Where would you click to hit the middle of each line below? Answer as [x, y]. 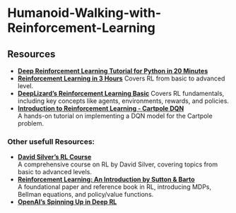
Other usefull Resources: [51, 141]
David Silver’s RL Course [54, 157]
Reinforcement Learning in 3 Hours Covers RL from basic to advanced [121, 78]
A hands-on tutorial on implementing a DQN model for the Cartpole [115, 116]
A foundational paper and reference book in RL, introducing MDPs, [114, 187]
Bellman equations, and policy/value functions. [85, 195]
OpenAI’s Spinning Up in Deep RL [67, 202]
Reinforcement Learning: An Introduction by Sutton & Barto [106, 179]
